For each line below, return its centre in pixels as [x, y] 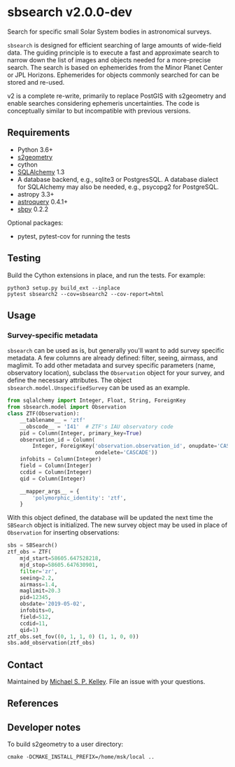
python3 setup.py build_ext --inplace [64, 288]
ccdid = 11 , [34, 624]
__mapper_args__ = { [50, 491]
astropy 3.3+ [36, 194]
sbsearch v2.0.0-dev [70, 12]
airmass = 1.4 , [39, 584]
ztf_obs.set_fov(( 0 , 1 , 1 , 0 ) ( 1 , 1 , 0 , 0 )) [73, 636]
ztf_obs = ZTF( [29, 552]
